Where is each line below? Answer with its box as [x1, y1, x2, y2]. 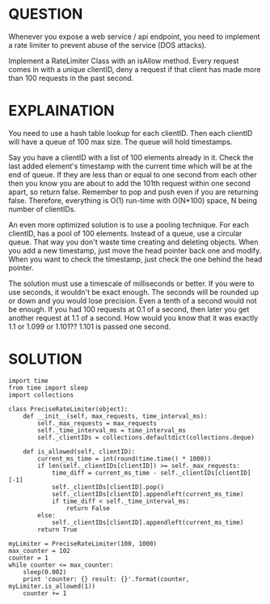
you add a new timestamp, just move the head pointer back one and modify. [8, 245, 262, 255]
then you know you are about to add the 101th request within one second [8, 178, 251, 188]
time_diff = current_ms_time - [51, 469, 158, 477]
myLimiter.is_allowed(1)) [8, 582, 95, 590]
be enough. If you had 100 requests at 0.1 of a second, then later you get [8, 304, 250, 314]
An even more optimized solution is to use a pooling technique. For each [8, 219, 249, 229]
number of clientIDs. [8, 204, 77, 214]
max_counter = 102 [8, 547, 70, 555]
